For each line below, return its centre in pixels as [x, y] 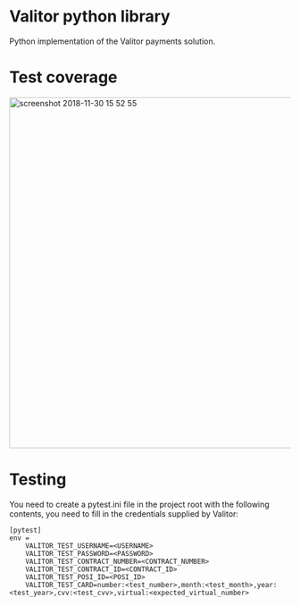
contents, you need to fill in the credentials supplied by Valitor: [124, 513]
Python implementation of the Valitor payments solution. [112, 41]
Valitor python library [90, 17]
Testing [38, 480]
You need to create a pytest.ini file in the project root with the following [139, 504]
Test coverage [63, 77]
